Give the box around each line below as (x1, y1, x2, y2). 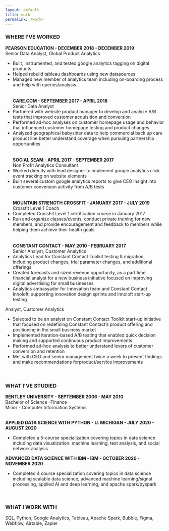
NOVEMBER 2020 (5, 460, 43, 466)
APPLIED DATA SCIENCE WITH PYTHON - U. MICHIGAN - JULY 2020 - (5, 419, 154, 425)
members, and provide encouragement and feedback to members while (12, 221, 162, 227)
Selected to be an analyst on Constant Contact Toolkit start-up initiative (12, 316, 161, 322)
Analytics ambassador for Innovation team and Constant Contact (12, 285, 147, 292)
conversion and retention (12, 348, 65, 354)
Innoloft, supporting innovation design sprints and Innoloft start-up (12, 291, 151, 297)
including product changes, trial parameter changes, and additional (12, 259, 152, 265)
